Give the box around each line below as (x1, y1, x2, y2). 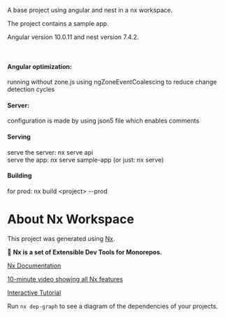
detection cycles (7, 85, 55, 93)
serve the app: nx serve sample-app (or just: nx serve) (7, 155, 164, 164)
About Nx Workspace (7, 212, 135, 227)
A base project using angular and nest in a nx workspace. (7, 6, 173, 14)
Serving (7, 132, 31, 141)
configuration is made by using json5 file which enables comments (7, 116, 200, 125)
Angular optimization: (7, 62, 72, 70)
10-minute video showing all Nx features (7, 275, 124, 283)
